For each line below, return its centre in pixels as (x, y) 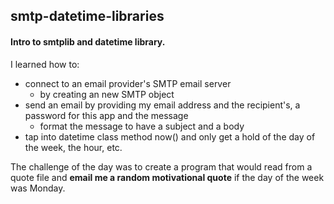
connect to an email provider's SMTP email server (128, 83)
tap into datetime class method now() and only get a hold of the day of (170, 136)
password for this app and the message (106, 115)
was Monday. (38, 188)
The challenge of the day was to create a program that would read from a (161, 166)
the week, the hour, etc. (73, 147)
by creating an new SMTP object (107, 94)
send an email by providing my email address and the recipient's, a (162, 105)
